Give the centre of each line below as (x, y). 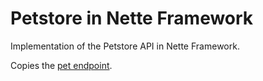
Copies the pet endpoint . (61, 65)
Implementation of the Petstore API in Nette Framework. (125, 46)
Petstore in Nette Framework (132, 18)
